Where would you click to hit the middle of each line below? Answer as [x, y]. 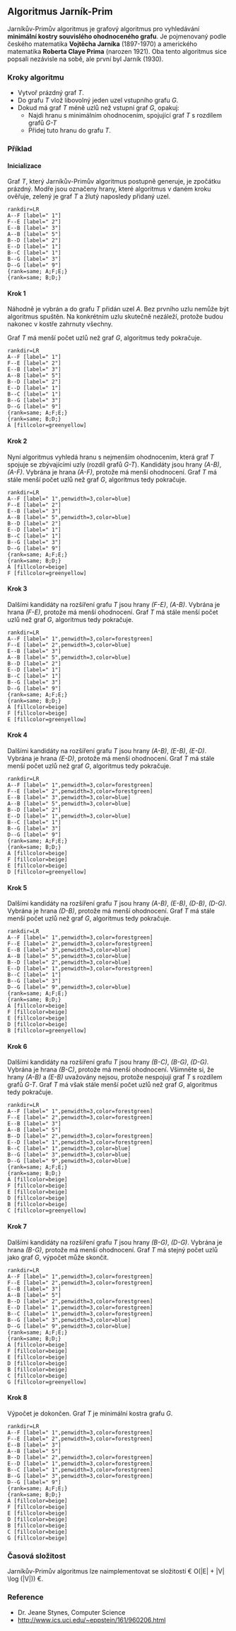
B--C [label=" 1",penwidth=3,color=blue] [69, 1149]
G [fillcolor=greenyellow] [47, 1382]
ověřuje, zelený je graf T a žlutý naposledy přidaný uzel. [89, 196]
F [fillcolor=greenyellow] [47, 573]
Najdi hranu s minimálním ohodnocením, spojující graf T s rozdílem [125, 116]
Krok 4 [17, 735]
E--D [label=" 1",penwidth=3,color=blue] [69, 816]
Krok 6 [17, 1046]
